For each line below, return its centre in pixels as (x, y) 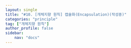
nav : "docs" (27, 38)
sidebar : (14, 33)
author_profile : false (29, 28)
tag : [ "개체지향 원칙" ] (27, 24)
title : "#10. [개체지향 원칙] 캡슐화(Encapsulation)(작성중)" (66, 14)
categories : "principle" (31, 19)
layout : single (21, 10)
